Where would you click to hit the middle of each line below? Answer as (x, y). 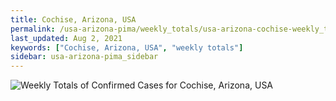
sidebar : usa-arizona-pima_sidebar (84, 57)
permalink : (33, 29)
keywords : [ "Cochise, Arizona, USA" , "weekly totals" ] (127, 47)
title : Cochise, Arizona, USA (73, 19)
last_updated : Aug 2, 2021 (66, 38)
